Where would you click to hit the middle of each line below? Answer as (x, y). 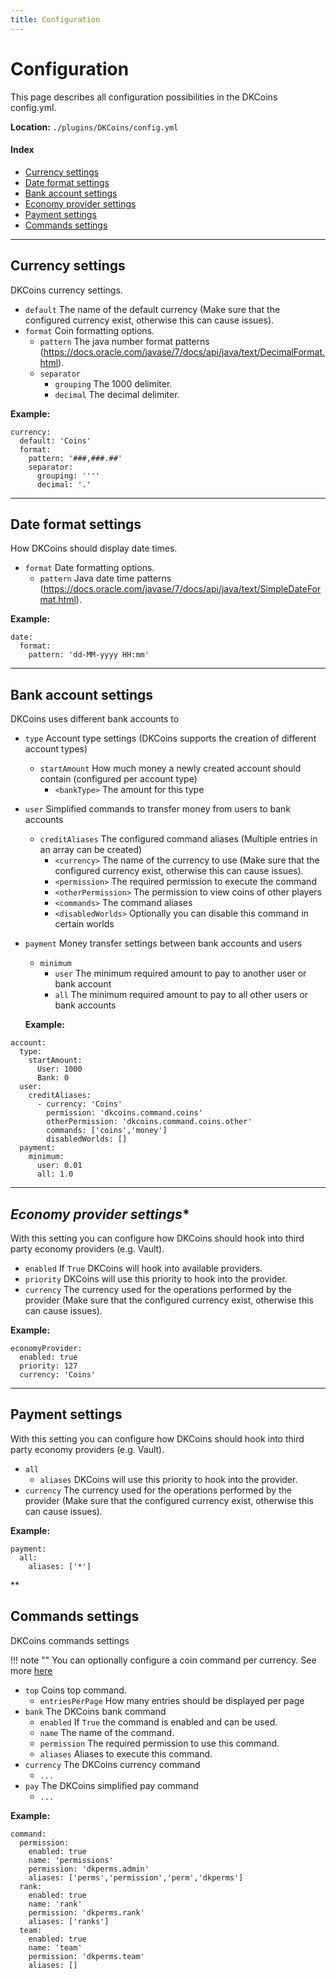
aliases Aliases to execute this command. (126, 1753)
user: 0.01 (59, 1166)
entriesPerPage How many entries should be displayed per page (172, 1700)
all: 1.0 (55, 1174)
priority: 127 (48, 1366)
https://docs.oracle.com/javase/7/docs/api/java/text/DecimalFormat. (184, 352)
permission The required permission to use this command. (159, 1743)
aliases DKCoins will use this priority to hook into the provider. (168, 1479)
